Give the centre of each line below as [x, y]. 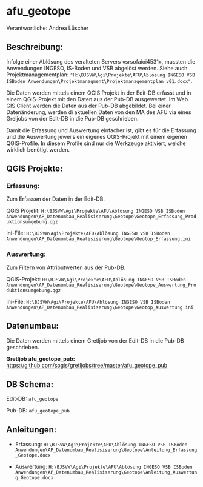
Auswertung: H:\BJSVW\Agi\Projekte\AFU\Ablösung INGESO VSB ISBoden [104, 467]
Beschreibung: [35, 47]
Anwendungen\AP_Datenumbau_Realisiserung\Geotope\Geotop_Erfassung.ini [98, 239]
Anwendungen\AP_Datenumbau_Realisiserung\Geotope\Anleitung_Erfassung [106, 450]
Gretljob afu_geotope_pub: [41, 358]
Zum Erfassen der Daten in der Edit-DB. [55, 199]
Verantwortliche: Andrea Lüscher [48, 28]
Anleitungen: [32, 430]
